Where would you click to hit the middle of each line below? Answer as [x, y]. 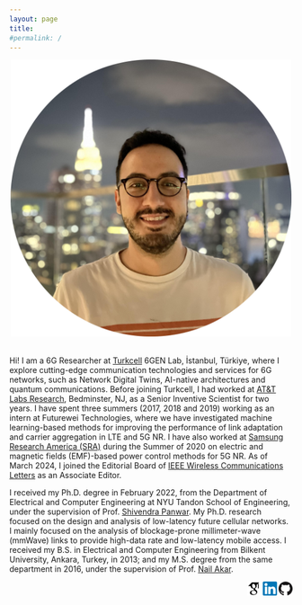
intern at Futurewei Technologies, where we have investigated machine [141, 417]
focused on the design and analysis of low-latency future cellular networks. [149, 520]
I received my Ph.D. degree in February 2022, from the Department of [138, 492]
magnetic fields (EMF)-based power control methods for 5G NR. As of [138, 456]
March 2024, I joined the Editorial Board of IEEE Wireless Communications [147, 465]
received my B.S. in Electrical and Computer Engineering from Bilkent [138, 549]
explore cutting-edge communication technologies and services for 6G [141, 369]
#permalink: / [36, 38]
